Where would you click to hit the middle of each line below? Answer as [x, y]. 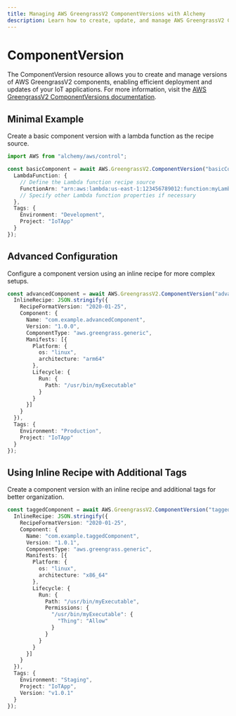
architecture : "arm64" [72, 359]
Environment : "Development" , [63, 215]
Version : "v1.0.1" [47, 693]
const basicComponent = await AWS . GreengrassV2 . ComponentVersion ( [106, 170]
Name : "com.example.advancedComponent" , [86, 320]
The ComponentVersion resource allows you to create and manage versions [117, 75]
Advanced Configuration [63, 256]
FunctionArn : [39, 188]
